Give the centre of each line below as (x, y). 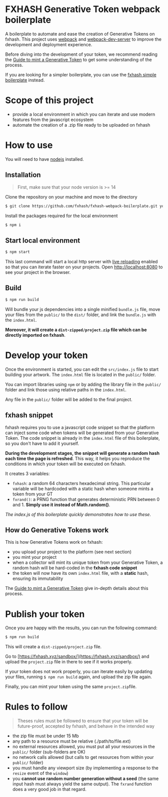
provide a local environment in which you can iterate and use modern (84, 114)
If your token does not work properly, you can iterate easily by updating (79, 671)
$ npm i (13, 225)
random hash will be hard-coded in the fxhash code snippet (75, 568)
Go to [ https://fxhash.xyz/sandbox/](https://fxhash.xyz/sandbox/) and (77, 656)
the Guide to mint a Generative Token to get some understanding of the (78, 59)
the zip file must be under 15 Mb (45, 736)
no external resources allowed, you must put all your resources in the (83, 747)
